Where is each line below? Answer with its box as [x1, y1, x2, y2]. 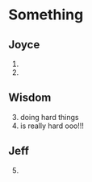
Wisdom [8, 91, 52, 105]
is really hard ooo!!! [19, 121, 85, 130]
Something [8, 6, 84, 24]
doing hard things [19, 112, 79, 122]
